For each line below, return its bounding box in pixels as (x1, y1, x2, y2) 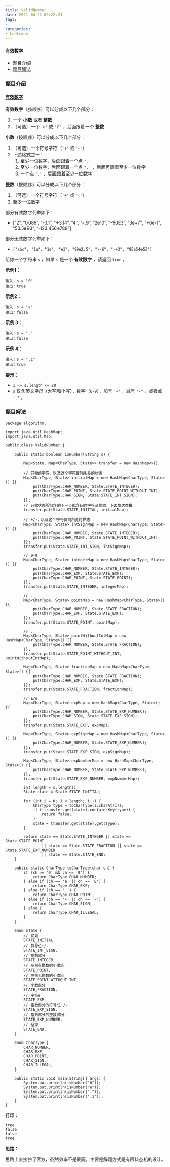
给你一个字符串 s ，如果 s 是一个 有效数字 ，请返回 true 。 (5, 256, 127, 263)
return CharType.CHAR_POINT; (32, 892, 95, 897)
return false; (41, 812, 72, 817)
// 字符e (23, 992, 41, 998)
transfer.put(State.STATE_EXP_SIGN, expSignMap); (23, 749, 131, 754)
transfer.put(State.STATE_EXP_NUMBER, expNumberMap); (23, 776, 140, 781)
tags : (5, 17, 17, 22)
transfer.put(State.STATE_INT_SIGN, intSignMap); (23, 544, 131, 549)
